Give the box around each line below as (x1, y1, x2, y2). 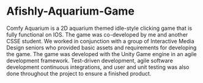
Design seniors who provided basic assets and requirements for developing (6, 44, 197, 51)
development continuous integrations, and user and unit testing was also (6, 63, 190, 71)
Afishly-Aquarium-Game (6, 4, 135, 18)
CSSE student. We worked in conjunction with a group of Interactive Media (6, 37, 194, 45)
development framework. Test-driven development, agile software (6, 57, 173, 64)
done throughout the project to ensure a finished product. (6, 70, 152, 77)
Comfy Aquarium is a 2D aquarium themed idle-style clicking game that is (6, 24, 193, 32)
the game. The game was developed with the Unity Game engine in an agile (6, 50, 197, 57)
